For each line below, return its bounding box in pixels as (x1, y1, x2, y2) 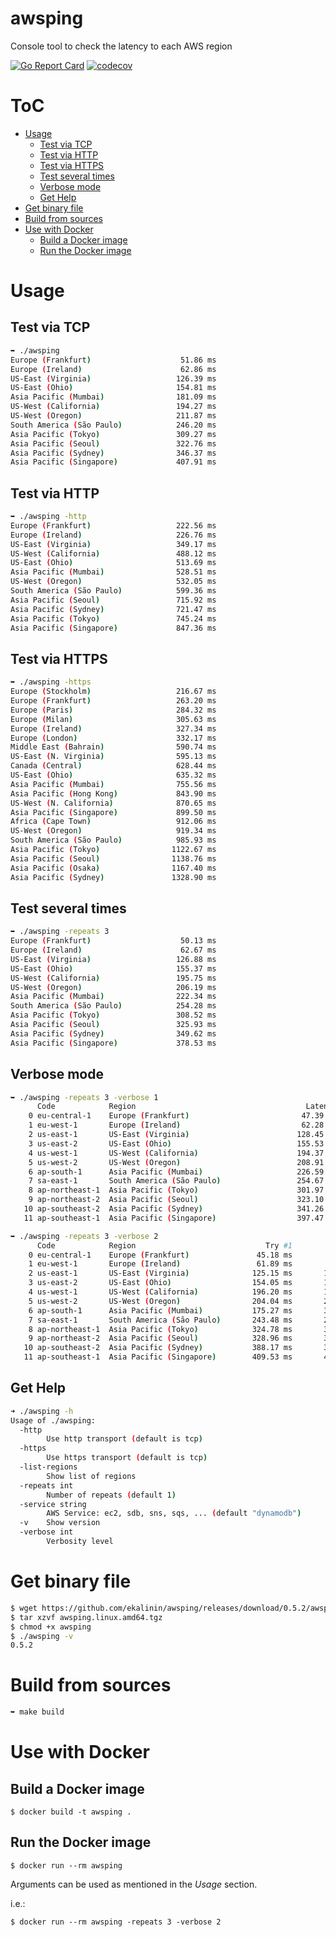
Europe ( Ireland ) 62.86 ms (10, 364, 217, 374)
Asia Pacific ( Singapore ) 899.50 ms (10, 807, 217, 817)
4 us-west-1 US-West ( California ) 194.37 (28, 1148, 325, 1158)
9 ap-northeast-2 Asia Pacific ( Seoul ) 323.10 (28, 1195, 325, 1205)
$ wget (10, 1603, 38, 1613)
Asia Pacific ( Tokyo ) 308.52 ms (10, 1010, 217, 1021)
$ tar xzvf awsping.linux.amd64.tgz (10, 1612, 163, 1622)
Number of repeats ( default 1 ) (46, 1490, 177, 1500)
